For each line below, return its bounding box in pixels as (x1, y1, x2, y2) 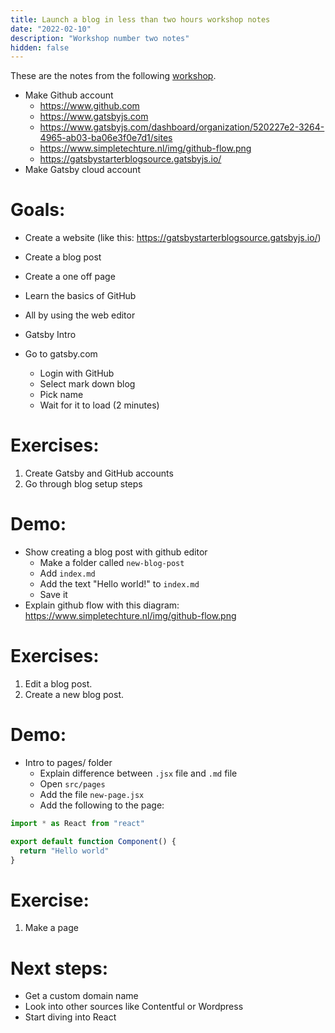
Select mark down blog (39, 378, 136, 390)
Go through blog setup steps (24, 478, 143, 490)
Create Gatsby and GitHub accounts (24, 467, 174, 480)
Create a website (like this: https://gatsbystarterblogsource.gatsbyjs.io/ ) (24, 232, 322, 244)
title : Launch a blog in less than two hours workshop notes (10, 14, 271, 25)
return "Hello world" (19, 846, 110, 856)
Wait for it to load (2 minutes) (39, 399, 160, 411)
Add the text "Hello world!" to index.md (39, 578, 200, 590)
